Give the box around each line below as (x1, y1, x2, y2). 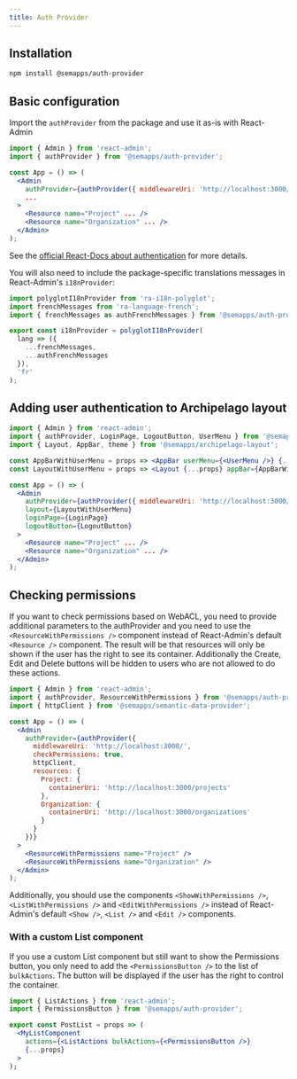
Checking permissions (9, 587, 136, 603)
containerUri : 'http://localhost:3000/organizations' (48, 808, 251, 817)
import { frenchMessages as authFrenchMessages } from (9, 310, 216, 319)
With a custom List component (9, 931, 144, 943)
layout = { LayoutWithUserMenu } (25, 505, 133, 514)
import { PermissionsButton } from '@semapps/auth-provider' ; (9, 1005, 243, 1013)
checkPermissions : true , (32, 750, 125, 759)
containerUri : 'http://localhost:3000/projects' (48, 783, 232, 792)
